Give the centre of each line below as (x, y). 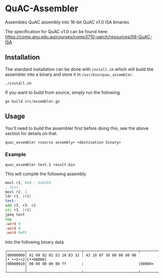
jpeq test (15, 214)
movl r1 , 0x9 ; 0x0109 (28, 183)
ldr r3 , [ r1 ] (18, 196)
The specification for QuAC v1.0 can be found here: (57, 31)
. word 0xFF (16, 233)
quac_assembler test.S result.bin (40, 164)
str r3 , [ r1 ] (18, 210)
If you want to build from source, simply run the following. (63, 92)
